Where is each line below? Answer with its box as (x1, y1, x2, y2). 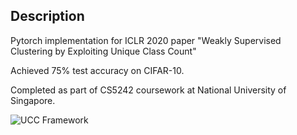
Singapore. (10, 94, 56, 106)
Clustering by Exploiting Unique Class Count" (10, 45, 197, 57)
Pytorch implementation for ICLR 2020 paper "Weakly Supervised (10, 34, 282, 46)
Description (10, 8, 85, 25)
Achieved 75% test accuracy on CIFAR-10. (10, 64, 185, 76)
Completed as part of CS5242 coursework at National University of (10, 84, 287, 96)
